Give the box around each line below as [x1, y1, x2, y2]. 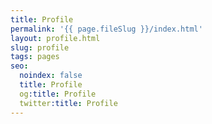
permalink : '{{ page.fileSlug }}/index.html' [10, 24, 203, 34]
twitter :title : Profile [19, 98, 118, 108]
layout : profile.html [10, 33, 101, 43]
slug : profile [10, 42, 70, 53]
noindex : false [19, 71, 83, 81]
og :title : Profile [19, 89, 97, 99]
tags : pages [10, 52, 60, 62]
